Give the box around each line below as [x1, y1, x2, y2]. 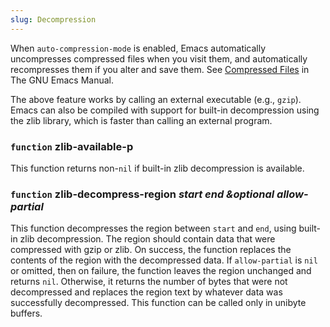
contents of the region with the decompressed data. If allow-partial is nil [10, 254, 318, 266]
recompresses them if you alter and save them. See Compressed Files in [10, 63, 310, 75]
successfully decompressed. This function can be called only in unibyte [10, 297, 307, 309]
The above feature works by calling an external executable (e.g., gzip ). [10, 93, 302, 105]
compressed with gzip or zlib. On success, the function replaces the [10, 244, 292, 256]
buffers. [10, 307, 43, 320]
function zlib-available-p [10, 139, 134, 153]
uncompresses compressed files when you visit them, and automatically [10, 52, 308, 65]
